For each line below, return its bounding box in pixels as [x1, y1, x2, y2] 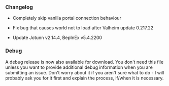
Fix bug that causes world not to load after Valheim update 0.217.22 [12, 25, 154, 31]
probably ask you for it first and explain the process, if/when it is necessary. [5, 75, 164, 81]
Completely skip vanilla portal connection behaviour [12, 15, 122, 21]
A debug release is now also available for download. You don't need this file [5, 59, 164, 65]
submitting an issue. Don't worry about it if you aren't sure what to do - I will [5, 69, 164, 75]
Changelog [5, 4, 33, 11]
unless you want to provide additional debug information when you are [5, 64, 153, 70]
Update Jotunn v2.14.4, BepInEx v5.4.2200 [12, 34, 103, 41]
